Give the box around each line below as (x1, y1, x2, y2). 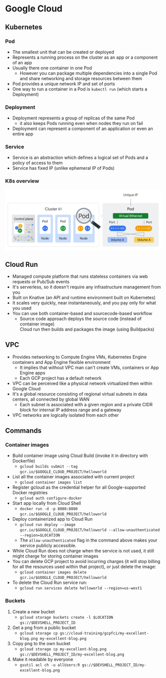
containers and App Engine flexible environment (12, 359, 111, 365)
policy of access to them (12, 160, 63, 166)
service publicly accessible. (19, 543, 77, 549)
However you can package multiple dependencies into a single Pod (19, 70, 158, 76)
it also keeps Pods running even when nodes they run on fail (19, 120, 143, 126)
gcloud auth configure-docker (19, 496, 83, 501)
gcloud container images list (19, 480, 83, 485)
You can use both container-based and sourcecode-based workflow (12, 310, 153, 316)
